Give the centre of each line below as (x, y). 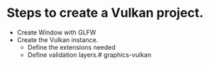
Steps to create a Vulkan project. (105, 13)
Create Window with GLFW (56, 32)
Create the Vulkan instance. (57, 39)
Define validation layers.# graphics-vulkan (89, 55)
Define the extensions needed (72, 47)
